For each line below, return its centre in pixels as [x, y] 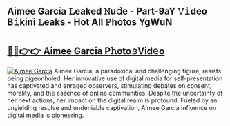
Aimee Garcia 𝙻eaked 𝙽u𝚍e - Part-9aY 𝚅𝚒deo [107, 11]
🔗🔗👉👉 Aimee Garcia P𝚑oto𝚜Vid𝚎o [86, 51]
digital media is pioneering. [46, 115]
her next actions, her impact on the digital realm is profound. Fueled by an [112, 100]
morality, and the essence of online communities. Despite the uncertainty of [115, 93]
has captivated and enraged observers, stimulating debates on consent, [109, 85]
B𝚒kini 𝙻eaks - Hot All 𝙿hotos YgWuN [90, 22]
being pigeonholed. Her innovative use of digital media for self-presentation [115, 78]
